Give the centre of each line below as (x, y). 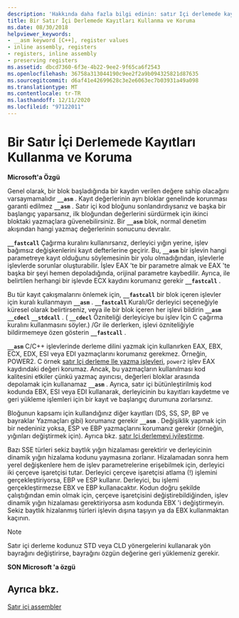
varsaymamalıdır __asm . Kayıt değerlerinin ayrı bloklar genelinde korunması (117, 198)
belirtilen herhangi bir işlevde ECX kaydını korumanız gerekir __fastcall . (114, 280)
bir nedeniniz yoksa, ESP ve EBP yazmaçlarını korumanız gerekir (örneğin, (116, 428)
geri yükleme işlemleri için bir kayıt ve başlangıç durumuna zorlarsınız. (110, 399)
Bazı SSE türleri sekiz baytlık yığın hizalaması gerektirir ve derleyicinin (110, 450)
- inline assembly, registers (52, 47)
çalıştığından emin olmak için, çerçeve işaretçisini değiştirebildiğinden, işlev (118, 495)
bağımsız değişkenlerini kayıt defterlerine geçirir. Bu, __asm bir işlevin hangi (117, 250)
